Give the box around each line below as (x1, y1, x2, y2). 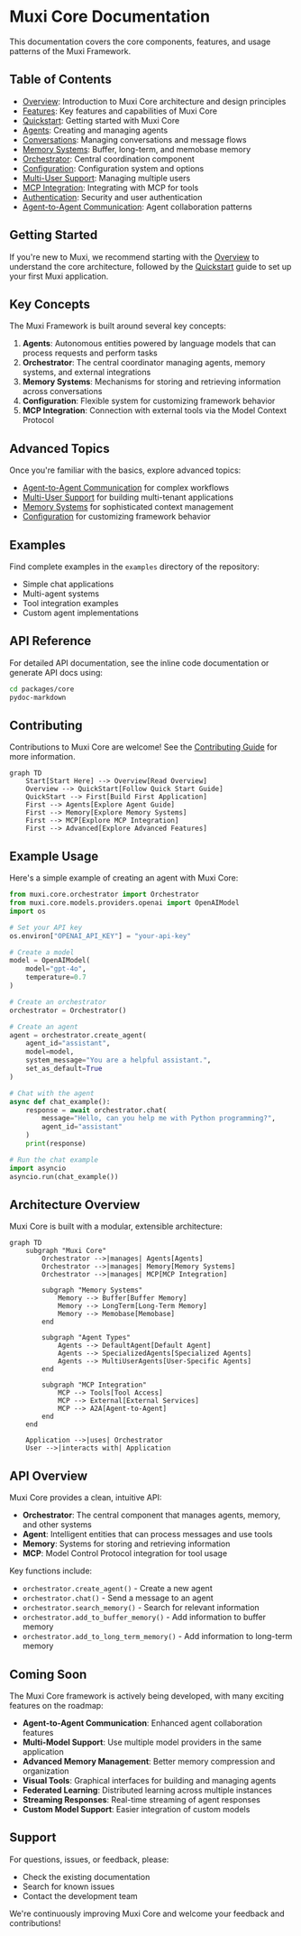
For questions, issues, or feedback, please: (9, 1854, 169, 1865)
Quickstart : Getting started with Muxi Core (22, 115, 180, 125)
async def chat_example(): (9, 1097, 111, 1106)
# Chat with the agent (9, 1089, 95, 1098)
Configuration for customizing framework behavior (22, 512, 212, 522)
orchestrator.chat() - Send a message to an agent (22, 1592, 214, 1603)
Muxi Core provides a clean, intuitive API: (9, 1492, 162, 1503)
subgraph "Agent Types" (41, 1333, 131, 1342)
